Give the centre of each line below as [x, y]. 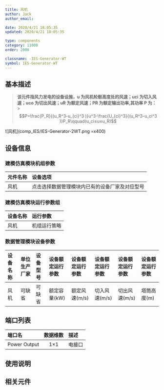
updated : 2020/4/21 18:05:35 [35, 32]
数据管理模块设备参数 [30, 242]
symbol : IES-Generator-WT [31, 63]
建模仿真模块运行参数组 [32, 202]
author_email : [20, 19]
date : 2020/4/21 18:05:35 [31, 27]
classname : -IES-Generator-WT [36, 59]
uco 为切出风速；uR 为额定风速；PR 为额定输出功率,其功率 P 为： [91, 103]
